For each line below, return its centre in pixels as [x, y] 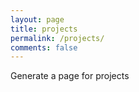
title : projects [44, 29]
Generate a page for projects [70, 76]
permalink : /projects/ [57, 38]
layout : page [37, 19]
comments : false [44, 47]
